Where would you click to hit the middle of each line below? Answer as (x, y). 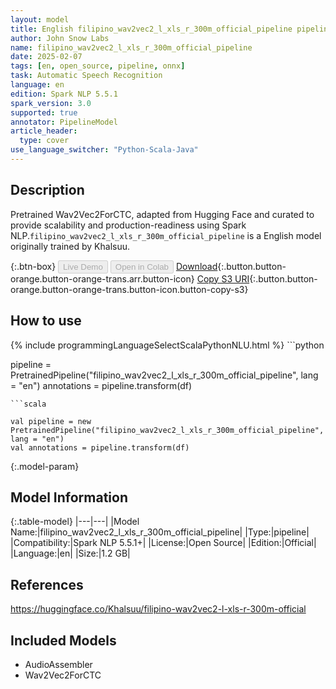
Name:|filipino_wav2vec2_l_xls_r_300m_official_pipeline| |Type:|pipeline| (160, 532)
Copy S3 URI (223, 278)
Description (47, 190)
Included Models (63, 640)
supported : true (44, 112)
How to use (46, 321)
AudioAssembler (58, 664)
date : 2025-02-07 (46, 57)
